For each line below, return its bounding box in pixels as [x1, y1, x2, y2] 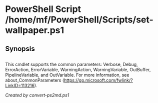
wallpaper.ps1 [5, 25, 64, 36]
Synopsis [5, 44, 35, 53]
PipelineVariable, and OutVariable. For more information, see [5, 72, 129, 78]
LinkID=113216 [5, 82, 35, 88]
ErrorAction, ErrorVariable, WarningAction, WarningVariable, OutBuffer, [5, 66, 151, 73]
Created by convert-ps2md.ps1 [5, 92, 69, 98]
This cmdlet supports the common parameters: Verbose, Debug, [5, 61, 138, 67]
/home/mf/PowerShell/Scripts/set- [5, 14, 153, 25]
